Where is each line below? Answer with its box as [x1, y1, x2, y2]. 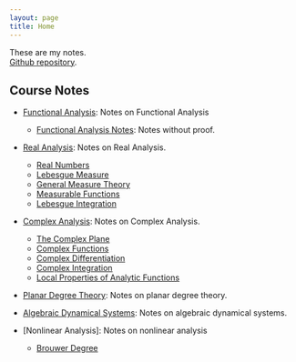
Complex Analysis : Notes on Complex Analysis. [22, 216, 200, 227]
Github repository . [9, 56, 77, 67]
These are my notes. [9, 46, 87, 57]
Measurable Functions [36, 188, 120, 200]
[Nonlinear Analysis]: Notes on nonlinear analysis [22, 325, 208, 337]
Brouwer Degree [36, 343, 98, 354]
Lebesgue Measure [36, 169, 109, 180]
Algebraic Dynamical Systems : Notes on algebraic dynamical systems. [22, 307, 288, 318]
